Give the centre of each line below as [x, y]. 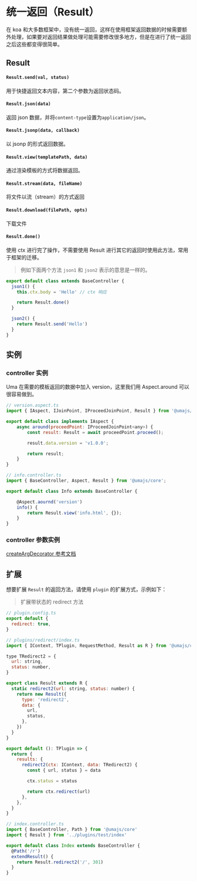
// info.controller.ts [34, 475]
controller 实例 [27, 373]
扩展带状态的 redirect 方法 [52, 602]
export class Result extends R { [47, 683]
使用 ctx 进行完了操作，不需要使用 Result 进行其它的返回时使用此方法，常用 [97, 250]
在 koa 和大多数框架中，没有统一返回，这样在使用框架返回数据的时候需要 [94, 29]
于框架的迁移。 [24, 257]
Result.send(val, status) [38, 77]
